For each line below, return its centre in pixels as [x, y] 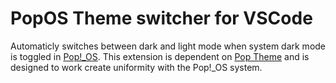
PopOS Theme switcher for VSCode [161, 18]
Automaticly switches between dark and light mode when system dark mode [168, 46]
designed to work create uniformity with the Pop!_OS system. [136, 67]
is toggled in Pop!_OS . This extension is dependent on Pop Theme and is [160, 56]
